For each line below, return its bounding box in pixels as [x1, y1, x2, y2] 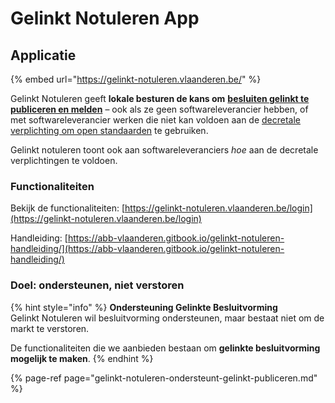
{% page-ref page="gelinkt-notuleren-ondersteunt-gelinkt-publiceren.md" [10, 372, 318, 384]
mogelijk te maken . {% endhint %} [10, 352, 154, 364]
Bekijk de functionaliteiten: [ [10, 202, 126, 214]
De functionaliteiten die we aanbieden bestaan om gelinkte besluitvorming [10, 342, 321, 354]
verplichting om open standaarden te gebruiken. [10, 125, 209, 136]
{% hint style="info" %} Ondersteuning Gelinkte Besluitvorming [10, 301, 278, 313]
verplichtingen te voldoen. [10, 155, 118, 166]
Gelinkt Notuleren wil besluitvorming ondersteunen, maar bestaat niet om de [10, 312, 325, 324]
